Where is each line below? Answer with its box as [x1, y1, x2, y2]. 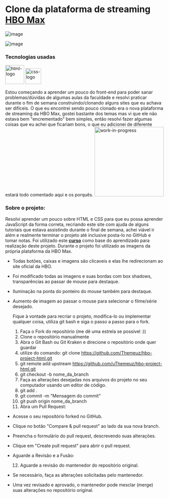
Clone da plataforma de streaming [5, 4, 151, 15]
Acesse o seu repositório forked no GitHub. [12, 413, 103, 419]
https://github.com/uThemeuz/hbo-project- [72, 360, 162, 367]
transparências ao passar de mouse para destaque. [12, 278, 120, 284]
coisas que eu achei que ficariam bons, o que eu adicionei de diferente [5, 121, 152, 127]
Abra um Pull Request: [20, 403, 66, 410]
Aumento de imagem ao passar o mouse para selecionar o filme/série [12, 298, 157, 304]
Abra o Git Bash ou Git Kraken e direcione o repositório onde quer [20, 339, 156, 345]
